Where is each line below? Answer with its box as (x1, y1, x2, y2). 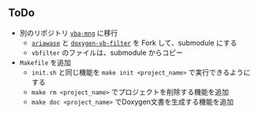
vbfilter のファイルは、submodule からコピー (31, 47, 184, 57)
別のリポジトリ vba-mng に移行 (19, 28, 118, 38)
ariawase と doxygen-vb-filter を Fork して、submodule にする (31, 38, 237, 47)
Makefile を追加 (19, 57, 72, 67)
